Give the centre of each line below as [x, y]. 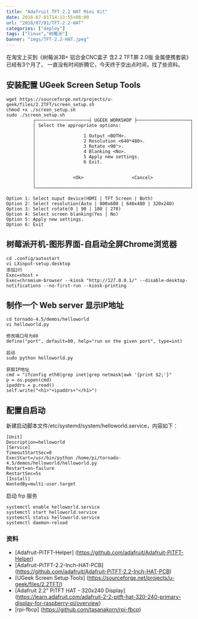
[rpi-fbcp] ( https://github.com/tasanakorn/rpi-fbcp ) [78, 609]
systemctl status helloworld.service [53, 518]
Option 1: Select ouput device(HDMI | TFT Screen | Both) [80, 198]
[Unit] [14, 437]
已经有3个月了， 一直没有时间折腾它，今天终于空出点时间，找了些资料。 [95, 64]
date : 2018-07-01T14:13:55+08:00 [48, 17]
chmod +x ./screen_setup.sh [41, 110]
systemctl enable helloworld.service [53, 507]
